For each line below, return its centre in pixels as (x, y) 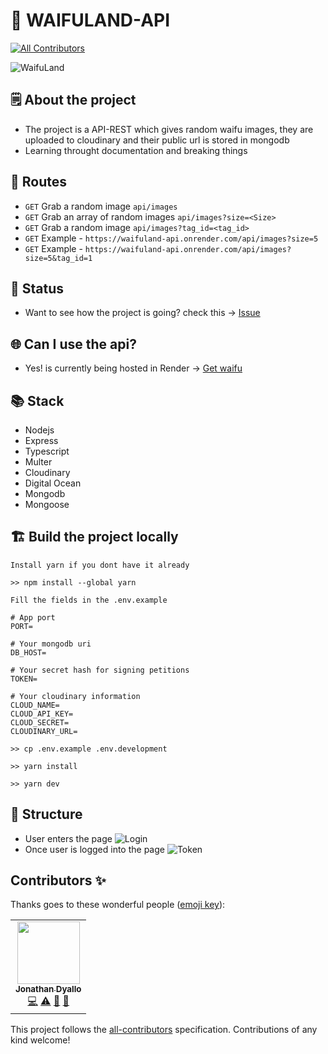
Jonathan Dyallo (48, 989)
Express (41, 440)
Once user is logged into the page (94, 849)
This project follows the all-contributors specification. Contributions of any (164, 1030)
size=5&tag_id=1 (58, 258)
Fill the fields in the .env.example (89, 600)
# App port (33, 617)
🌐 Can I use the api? (73, 344)
